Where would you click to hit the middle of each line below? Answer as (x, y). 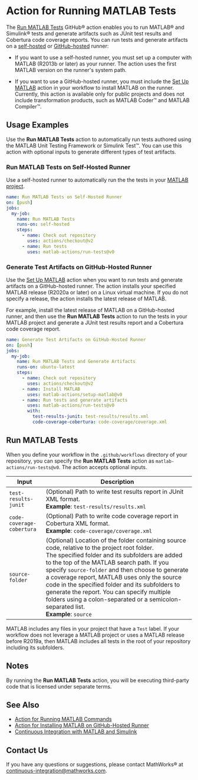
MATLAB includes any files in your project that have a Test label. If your (93, 628)
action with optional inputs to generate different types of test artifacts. (91, 152)
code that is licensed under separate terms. (59, 686)
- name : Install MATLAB (51, 389)
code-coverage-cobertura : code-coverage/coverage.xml (100, 422)
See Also (23, 705)
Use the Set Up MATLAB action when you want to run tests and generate (95, 280)
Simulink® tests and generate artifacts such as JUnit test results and (89, 33)
